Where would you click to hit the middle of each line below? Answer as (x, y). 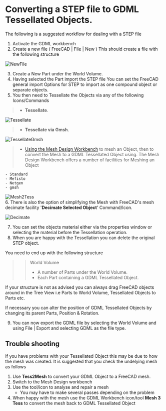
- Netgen (14, 183)
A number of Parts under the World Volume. (82, 272)
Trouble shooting (32, 344)
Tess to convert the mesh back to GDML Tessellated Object (74, 403)
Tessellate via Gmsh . (47, 130)
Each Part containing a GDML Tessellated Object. (88, 277)
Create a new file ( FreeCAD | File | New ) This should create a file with (85, 49)
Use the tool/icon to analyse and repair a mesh (60, 387)
